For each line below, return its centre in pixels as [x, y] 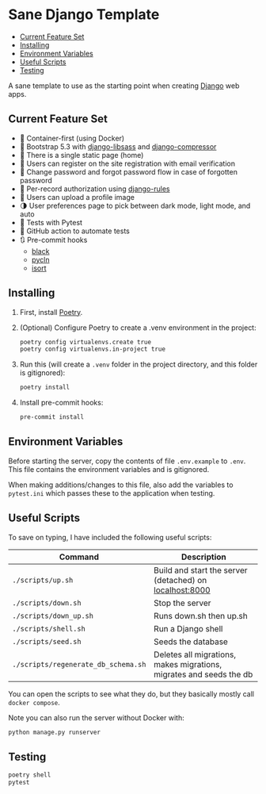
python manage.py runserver [55, 732]
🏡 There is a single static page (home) [82, 155]
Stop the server [182, 603]
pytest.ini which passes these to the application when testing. [112, 493]
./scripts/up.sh [43, 580]
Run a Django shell [188, 628]
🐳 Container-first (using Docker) [72, 138]
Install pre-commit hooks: [61, 403]
